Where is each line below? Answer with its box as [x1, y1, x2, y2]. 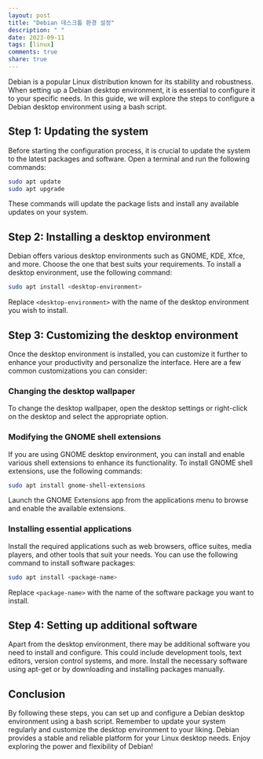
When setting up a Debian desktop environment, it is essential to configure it [8, 85, 255, 94]
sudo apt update [8, 178, 61, 186]
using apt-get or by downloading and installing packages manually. [8, 665, 225, 674]
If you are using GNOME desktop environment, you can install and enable [8, 449, 245, 459]
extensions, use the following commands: [8, 466, 143, 476]
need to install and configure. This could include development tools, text [8, 648, 242, 658]
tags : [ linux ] [8, 41, 55, 49]
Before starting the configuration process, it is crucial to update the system [8, 146, 251, 155]
